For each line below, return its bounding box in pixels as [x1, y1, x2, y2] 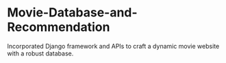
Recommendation [7, 19, 110, 35]
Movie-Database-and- [7, 5, 138, 21]
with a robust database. [7, 49, 74, 58]
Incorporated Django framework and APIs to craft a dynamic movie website [7, 42, 220, 50]
